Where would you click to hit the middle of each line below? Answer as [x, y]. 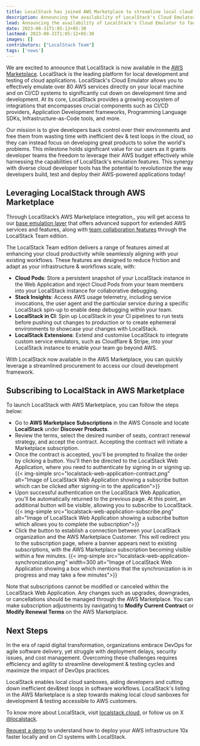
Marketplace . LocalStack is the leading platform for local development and [97, 74]
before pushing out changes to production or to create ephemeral [95, 322]
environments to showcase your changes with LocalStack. [86, 328]
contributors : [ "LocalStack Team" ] [50, 45]
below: [14, 411]
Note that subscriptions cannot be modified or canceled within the [87, 587]
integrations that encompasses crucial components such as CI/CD [87, 106]
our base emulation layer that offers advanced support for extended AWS [96, 223]
